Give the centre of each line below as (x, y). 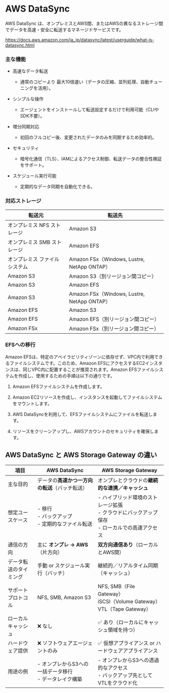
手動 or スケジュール (61, 565)
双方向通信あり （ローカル (128, 545)
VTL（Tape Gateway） (125, 609)
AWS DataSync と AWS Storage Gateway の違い (81, 455)
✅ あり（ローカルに (121, 622)
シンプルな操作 (28, 99)
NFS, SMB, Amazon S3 (64, 597)
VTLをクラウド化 (118, 683)
